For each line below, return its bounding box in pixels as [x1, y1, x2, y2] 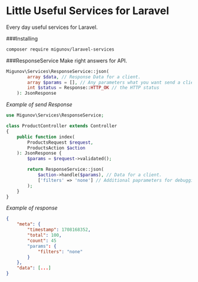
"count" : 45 [27, 237, 57, 244]
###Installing [6, 35, 38, 42]
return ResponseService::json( [27, 167, 104, 172]
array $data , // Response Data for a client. [27, 74, 141, 80]
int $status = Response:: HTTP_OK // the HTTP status [27, 85, 160, 91]
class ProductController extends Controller [6, 123, 117, 129]
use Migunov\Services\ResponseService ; [6, 112, 104, 118]
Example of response [6, 204, 58, 211]
